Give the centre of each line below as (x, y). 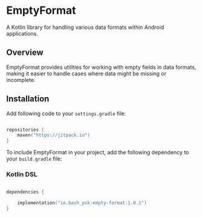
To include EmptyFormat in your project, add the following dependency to (98, 153)
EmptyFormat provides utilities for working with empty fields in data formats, (101, 67)
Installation (28, 99)
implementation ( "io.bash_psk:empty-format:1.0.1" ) (82, 203)
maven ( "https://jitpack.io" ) (54, 135)
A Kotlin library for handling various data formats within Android (85, 27)
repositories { (25, 130)
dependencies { (25, 192)
